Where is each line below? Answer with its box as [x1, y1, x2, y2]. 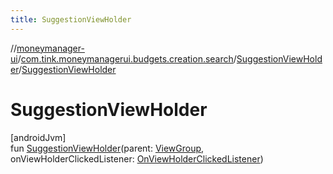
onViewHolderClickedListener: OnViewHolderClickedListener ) [10, 152, 264, 165]
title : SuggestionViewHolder [10, 14, 132, 25]
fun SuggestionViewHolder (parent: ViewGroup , [10, 142, 205, 154]
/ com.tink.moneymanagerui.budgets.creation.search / [17, 52, 237, 65]
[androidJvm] [10, 131, 67, 143]
